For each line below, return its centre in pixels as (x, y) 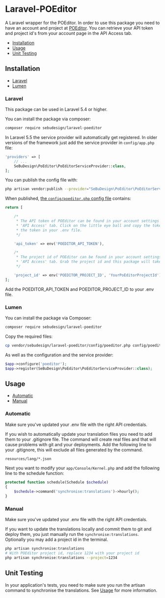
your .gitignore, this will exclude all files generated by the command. (74, 450)
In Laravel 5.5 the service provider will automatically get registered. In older (81, 137)
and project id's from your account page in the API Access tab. (69, 33)
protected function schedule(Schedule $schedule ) (57, 482)
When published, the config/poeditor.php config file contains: (68, 199)
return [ (14, 208)
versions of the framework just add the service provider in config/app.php (80, 142)
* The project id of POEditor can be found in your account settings (89, 257)
